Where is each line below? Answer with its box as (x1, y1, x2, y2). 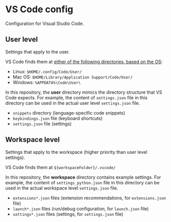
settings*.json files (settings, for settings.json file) (12, 211, 124, 217)
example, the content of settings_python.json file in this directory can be (5, 179, 160, 185)
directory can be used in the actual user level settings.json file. (5, 100, 140, 106)
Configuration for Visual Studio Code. (5, 20, 84, 26)
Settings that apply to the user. (5, 48, 70, 54)
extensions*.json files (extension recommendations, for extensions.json (12, 195, 166, 201)
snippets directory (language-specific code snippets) (12, 109, 126, 116)
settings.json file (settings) (12, 121, 72, 127)
